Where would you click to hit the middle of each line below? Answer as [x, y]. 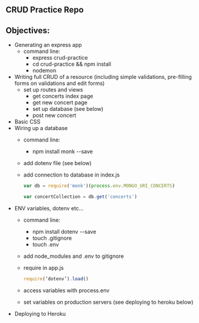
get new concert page [60, 102]
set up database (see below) [68, 109]
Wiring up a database [41, 128]
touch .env [46, 244]
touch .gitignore [52, 238]
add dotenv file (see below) [57, 163]
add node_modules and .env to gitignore [74, 256]
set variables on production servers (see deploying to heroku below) [108, 302]
